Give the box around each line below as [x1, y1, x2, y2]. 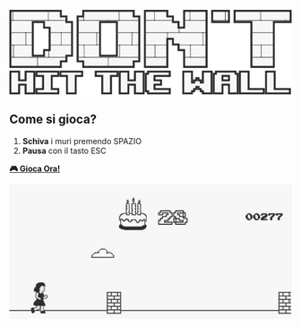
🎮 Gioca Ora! [9, 163, 61, 174]
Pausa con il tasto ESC [21, 145, 107, 156]
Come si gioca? [9, 112, 97, 127]
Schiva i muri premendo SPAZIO [21, 135, 142, 146]
